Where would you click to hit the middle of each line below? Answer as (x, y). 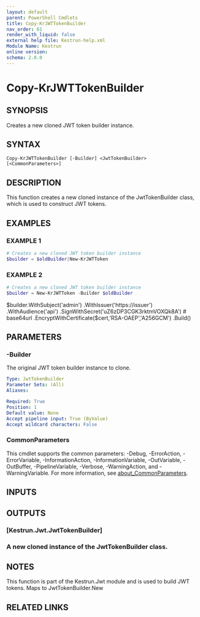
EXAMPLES (29, 223)
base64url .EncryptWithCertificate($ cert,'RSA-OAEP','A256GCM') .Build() (99, 318)
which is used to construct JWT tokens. (56, 204)
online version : (27, 52)
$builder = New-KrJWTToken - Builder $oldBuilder (70, 293)
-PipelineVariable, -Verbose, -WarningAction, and (96, 466)
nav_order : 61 (25, 29)
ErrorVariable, (24, 460)
